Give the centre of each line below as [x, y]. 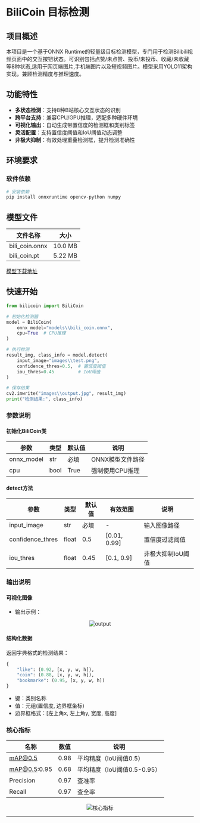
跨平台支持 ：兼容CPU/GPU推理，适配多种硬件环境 [76, 117]
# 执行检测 [18, 349]
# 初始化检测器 [22, 317]
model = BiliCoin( [29, 322]
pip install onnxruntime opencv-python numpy [63, 197]
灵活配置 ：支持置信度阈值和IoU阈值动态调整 [69, 132]
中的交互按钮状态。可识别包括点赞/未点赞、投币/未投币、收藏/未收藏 [105, 59]
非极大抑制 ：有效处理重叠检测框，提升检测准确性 [75, 140]
